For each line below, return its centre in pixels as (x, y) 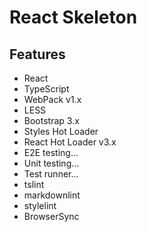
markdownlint (52, 195)
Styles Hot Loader (61, 131)
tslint (34, 184)
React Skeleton (73, 17)
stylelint (40, 205)
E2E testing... (51, 152)
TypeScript (46, 89)
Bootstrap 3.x (51, 120)
